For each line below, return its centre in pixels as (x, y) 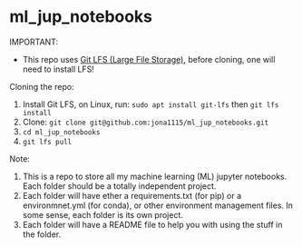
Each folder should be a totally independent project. (119, 186)
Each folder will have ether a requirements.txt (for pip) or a (132, 195)
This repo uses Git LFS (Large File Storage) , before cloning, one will (149, 59)
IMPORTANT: (34, 42)
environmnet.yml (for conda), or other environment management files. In (157, 205)
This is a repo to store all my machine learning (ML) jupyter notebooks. (155, 176)
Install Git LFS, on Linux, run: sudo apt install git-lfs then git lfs (151, 104)
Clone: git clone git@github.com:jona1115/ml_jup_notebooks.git (146, 122)
